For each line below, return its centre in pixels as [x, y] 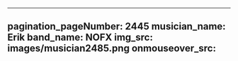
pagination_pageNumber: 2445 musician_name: [117, 26]
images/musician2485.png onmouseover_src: [112, 49]
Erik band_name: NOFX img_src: [80, 38]
